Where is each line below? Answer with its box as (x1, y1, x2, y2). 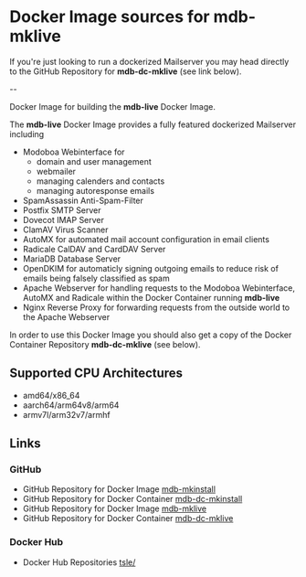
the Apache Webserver (22, 311, 111, 322)
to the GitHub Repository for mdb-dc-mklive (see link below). (9, 66, 242, 77)
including (9, 128, 45, 139)
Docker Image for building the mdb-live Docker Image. (9, 101, 216, 112)
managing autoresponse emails (36, 185, 155, 196)
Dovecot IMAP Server (22, 214, 105, 225)
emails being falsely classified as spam (22, 272, 171, 283)
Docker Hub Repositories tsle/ (22, 556, 136, 568)
